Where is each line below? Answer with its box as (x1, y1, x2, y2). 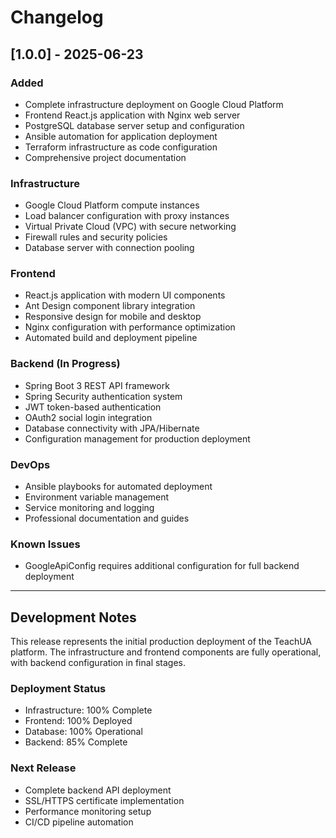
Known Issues (10, 537, 81, 551)
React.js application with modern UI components (24, 289, 226, 301)
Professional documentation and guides (24, 512, 190, 525)
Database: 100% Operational (24, 726, 143, 738)
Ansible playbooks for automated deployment (24, 481, 213, 493)
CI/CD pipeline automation (24, 816, 134, 828)
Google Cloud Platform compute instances (24, 199, 200, 211)
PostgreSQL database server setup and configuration (24, 119, 245, 131)
